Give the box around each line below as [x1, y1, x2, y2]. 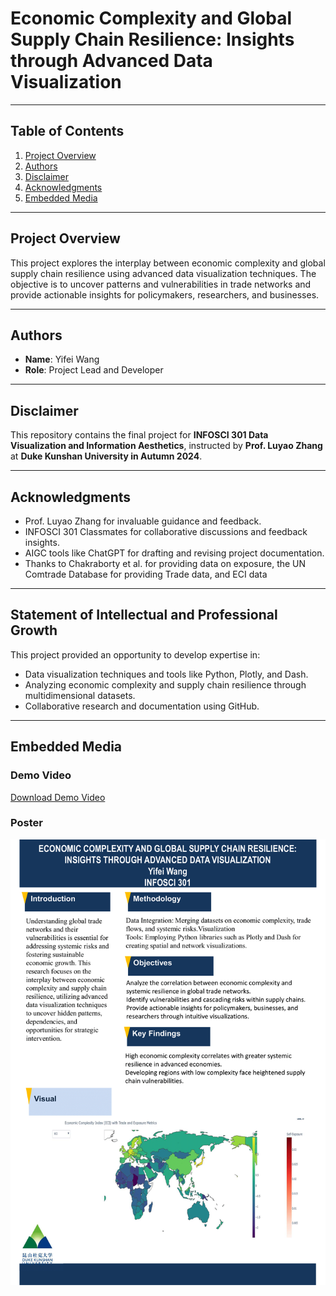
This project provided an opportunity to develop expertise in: [10, 648, 261, 661]
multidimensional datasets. [24, 689, 136, 701]
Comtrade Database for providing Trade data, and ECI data [24, 568, 268, 580]
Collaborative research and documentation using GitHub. [24, 700, 260, 712]
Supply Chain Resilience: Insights [10, 28, 295, 51]
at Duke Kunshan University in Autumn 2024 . [10, 450, 203, 462]
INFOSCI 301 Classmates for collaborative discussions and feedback [24, 526, 308, 537]
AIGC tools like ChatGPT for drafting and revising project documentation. [24, 547, 325, 559]
